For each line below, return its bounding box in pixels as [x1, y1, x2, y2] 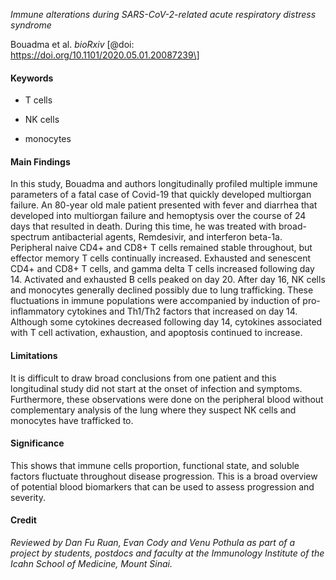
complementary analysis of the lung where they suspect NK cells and [10, 404, 297, 416]
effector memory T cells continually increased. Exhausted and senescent [10, 252, 312, 264]
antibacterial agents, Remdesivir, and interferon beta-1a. [51, 231, 283, 243]
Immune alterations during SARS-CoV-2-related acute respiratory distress [10, 9, 317, 20]
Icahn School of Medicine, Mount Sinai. [10, 558, 173, 570]
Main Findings [10, 155, 71, 168]
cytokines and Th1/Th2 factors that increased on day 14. [66, 305, 298, 318]
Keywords [10, 72, 54, 84]
